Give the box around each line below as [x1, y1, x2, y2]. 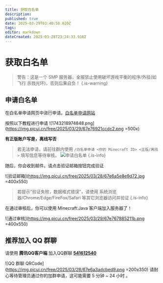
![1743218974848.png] [48, 120, 94, 126]
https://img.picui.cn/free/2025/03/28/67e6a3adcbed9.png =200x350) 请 [6, 267, 154, 273]
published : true [5, 16, 38, 21]
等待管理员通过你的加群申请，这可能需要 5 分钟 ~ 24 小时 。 [9, 273, 131, 279]
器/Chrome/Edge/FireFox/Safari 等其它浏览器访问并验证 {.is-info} [17, 195, 148, 200]
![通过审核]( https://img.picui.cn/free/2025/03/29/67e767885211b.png [5, 216, 145, 221]
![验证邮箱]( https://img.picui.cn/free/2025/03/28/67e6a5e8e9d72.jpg [5, 173, 145, 179]
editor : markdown [5, 30, 41, 35]
